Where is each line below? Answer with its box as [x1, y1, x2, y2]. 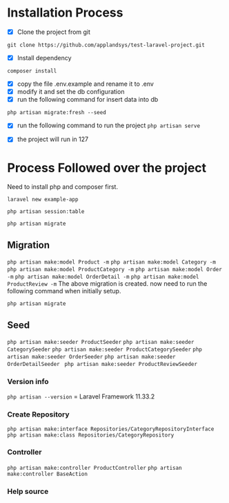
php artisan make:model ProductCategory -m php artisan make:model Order [7, 266, 222, 273]
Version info [7, 376, 50, 386]
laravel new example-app [7, 196, 79, 203]
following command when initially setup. [7, 287, 121, 295]
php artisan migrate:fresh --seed [7, 109, 107, 116]
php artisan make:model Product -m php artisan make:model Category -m [7, 259, 216, 266]
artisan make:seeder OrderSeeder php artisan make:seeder [7, 353, 176, 360]
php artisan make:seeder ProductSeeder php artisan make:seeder [7, 338, 195, 345]
